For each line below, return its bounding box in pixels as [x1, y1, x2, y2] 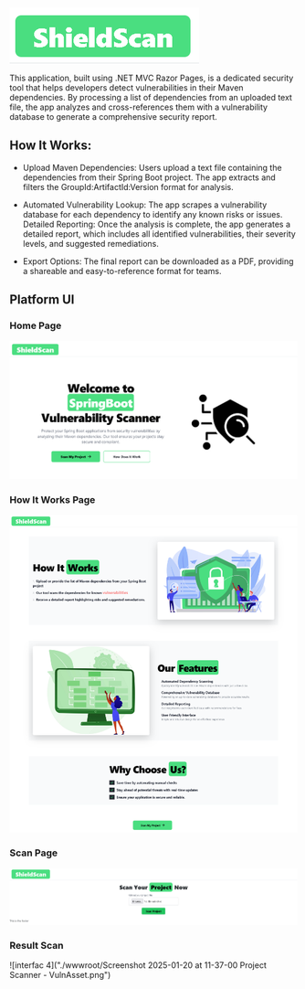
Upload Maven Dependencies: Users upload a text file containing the [22, 162, 282, 173]
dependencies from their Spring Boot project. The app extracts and [22, 172, 276, 183]
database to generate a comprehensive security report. [9, 112, 217, 122]
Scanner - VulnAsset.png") [9, 970, 111, 981]
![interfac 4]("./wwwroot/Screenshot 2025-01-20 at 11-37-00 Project [9, 960, 267, 971]
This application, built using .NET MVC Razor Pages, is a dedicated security [9, 72, 294, 83]
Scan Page [9, 846, 58, 859]
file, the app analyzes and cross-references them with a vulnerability [9, 101, 268, 112]
